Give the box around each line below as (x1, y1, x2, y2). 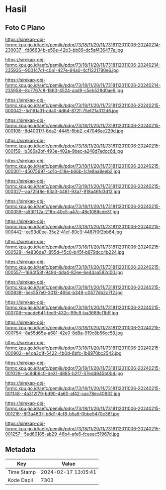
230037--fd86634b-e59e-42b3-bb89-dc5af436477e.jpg (5, 47, 123, 53)
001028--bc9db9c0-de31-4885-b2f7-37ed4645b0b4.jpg (5, 371, 123, 376)
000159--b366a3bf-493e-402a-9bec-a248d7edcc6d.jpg (5, 148, 123, 154)
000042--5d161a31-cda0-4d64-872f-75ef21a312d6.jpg (5, 108, 119, 113)
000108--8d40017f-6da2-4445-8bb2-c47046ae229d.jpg (5, 128, 124, 134)
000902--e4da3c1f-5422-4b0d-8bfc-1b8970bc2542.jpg (5, 350, 122, 356)
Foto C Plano (5, 23, 45, 32)
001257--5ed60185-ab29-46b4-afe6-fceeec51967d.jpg (5, 431, 120, 437)
